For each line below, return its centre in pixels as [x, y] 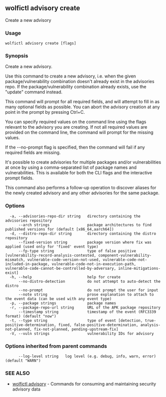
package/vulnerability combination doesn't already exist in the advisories [80, 81]
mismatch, [15, 260]
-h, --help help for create [65, 277]
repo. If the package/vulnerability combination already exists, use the [76, 87]
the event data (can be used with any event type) [58, 299]
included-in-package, [28, 264]
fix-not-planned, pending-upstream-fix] [76, 329]
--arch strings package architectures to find [85, 225]
